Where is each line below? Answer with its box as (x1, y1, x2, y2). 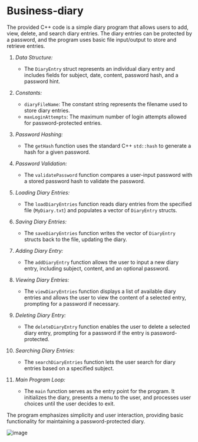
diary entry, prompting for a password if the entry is (24, 329, 150, 337)
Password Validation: (15, 160, 67, 167)
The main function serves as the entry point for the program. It (24, 387, 175, 394)
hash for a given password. (24, 149, 91, 156)
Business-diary (6, 4, 84, 18)
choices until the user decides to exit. (24, 400, 115, 407)
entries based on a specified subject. (24, 364, 114, 372)
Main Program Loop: (15, 376, 65, 383)
